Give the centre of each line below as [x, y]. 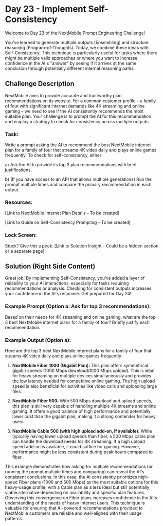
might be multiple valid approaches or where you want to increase [71, 58]
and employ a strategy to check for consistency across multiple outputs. [77, 121]
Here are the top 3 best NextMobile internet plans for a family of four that [78, 351]
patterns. [14, 519]
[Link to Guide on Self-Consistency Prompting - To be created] [68, 222]
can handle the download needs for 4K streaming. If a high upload [78, 441]
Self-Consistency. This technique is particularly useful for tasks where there [81, 53]
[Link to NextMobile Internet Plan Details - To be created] [62, 213]
